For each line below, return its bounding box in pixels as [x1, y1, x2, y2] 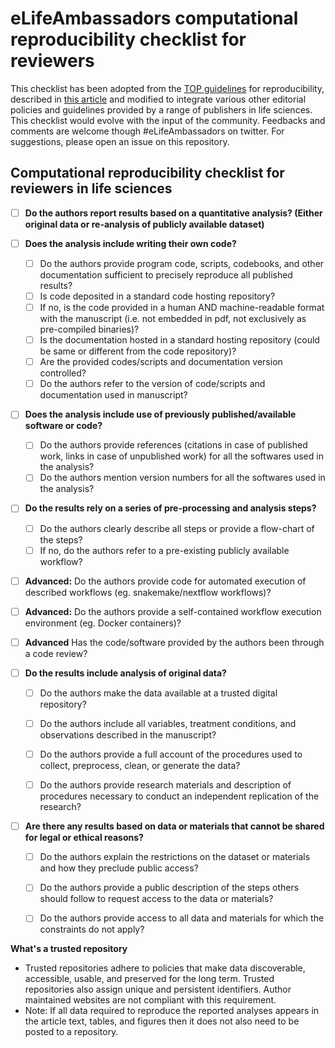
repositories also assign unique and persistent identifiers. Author [24, 983, 292, 996]
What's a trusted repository [10, 943, 128, 955]
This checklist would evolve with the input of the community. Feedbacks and [10, 114, 326, 126]
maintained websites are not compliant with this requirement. [24, 994, 277, 1006]
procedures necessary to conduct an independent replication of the [39, 790, 320, 802]
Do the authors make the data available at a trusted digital [39, 687, 278, 699]
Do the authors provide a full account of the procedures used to [39, 748, 303, 760]
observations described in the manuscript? [39, 729, 217, 741]
